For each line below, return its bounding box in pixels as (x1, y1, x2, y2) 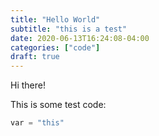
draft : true (10, 52, 60, 62)
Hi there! (10, 79, 46, 91)
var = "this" (10, 118, 65, 128)
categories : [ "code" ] (10, 42, 101, 53)
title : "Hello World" (10, 14, 101, 25)
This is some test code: (10, 99, 107, 111)
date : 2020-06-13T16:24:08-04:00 (10, 33, 150, 43)
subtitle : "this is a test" (10, 24, 128, 34)
